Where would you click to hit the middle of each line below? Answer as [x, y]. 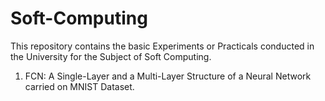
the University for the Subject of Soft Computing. [111, 56]
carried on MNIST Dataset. [79, 86]
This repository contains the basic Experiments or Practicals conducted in [162, 46]
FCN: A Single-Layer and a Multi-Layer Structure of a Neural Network [168, 76]
